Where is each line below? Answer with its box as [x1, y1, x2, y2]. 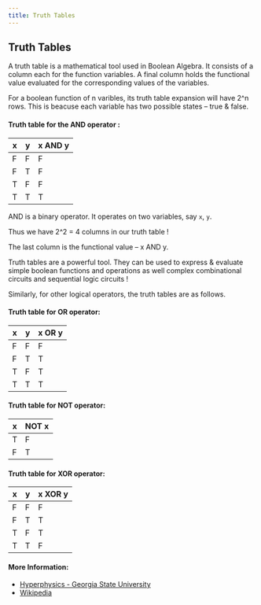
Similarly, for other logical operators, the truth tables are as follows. [8, 289, 226, 299]
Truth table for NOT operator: [8, 400, 106, 410]
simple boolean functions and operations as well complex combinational [8, 265, 242, 275]
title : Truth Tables [8, 11, 76, 20]
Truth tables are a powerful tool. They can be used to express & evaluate [8, 257, 244, 267]
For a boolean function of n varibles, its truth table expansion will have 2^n [8, 94, 249, 103]
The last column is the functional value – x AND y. [8, 242, 169, 252]
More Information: [8, 562, 69, 571]
